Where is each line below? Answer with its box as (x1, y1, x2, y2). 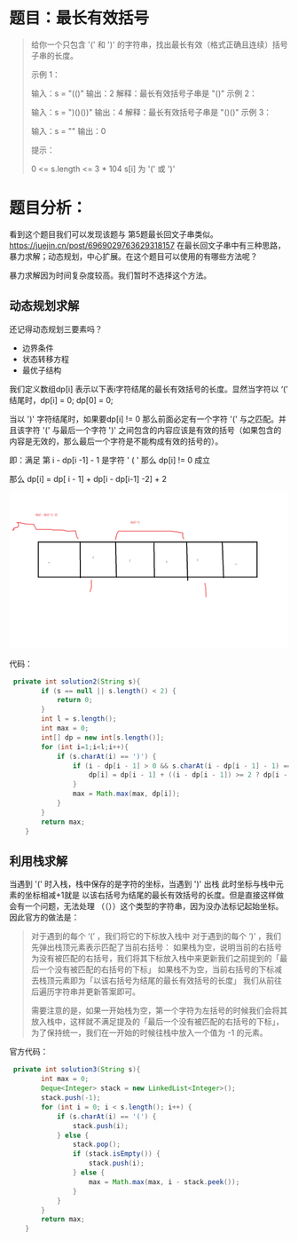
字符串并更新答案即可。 (54, 986, 140, 997)
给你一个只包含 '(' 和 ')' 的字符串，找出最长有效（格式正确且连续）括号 (30, 39, 288, 50)
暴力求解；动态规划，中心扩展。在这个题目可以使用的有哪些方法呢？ (9, 250, 258, 262)
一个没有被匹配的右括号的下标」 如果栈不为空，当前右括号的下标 (38, 964, 275, 975)
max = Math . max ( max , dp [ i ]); (72, 789, 180, 799)
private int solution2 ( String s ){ (12, 676, 141, 686)
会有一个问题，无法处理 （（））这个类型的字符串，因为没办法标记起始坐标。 (9, 901, 284, 912)
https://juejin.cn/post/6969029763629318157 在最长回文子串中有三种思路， (9, 240, 286, 250)
